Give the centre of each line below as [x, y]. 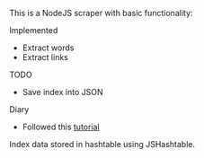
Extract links [45, 57]
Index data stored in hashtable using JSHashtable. [102, 144]
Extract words [48, 48]
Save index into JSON [62, 92]
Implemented [34, 30]
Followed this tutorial [61, 127]
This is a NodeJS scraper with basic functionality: [101, 13]
